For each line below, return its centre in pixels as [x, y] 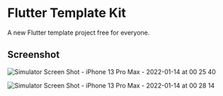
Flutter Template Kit [67, 13]
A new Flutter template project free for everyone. [79, 32]
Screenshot [34, 55]
